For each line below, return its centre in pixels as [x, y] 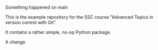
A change [15, 42]
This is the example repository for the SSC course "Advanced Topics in [79, 17]
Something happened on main [37, 7]
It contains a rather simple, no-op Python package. [58, 32]
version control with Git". [31, 22]
